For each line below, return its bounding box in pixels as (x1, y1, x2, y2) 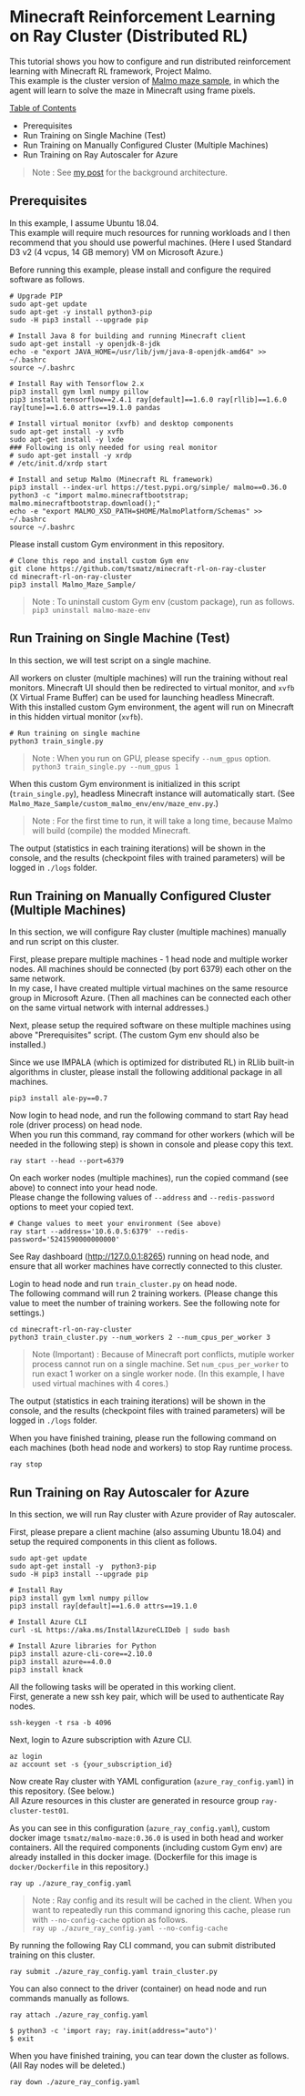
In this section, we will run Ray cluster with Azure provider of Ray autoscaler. (9, 1509, 297, 1520)
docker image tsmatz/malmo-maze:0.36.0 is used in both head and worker (9, 1833, 284, 1844)
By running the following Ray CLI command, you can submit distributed (9, 1940, 276, 1951)
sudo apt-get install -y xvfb (9, 426, 125, 436)
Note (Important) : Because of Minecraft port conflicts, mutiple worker (31, 1349, 295, 1360)
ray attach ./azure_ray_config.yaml (9, 2010, 148, 2019)
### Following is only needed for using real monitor (9, 443, 219, 452)
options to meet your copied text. (9, 1201, 135, 1212)
